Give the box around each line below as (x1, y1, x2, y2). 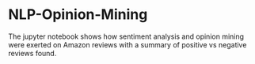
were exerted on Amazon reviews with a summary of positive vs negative (8, 40, 247, 49)
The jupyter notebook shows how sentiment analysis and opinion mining (8, 32, 244, 41)
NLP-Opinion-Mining (8, 6, 148, 24)
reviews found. (8, 48, 57, 58)
